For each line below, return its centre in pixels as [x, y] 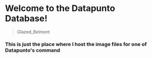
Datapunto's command [33, 50]
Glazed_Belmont [33, 32]
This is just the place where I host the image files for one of [76, 44]
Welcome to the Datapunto [60, 8]
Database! [26, 18]
